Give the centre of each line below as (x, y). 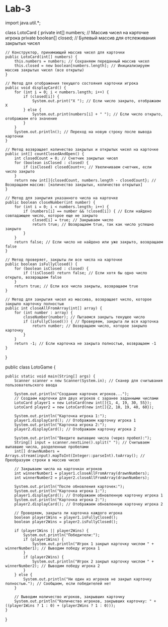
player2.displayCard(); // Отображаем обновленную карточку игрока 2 (89, 504)
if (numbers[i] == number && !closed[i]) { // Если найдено (88, 211)
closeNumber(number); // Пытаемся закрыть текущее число (84, 317)
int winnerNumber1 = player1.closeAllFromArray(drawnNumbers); (82, 473)
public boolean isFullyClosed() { (41, 264)
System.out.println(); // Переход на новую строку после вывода (83, 132)
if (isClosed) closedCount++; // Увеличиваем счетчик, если (88, 167)
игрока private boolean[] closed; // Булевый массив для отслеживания (80, 38)
